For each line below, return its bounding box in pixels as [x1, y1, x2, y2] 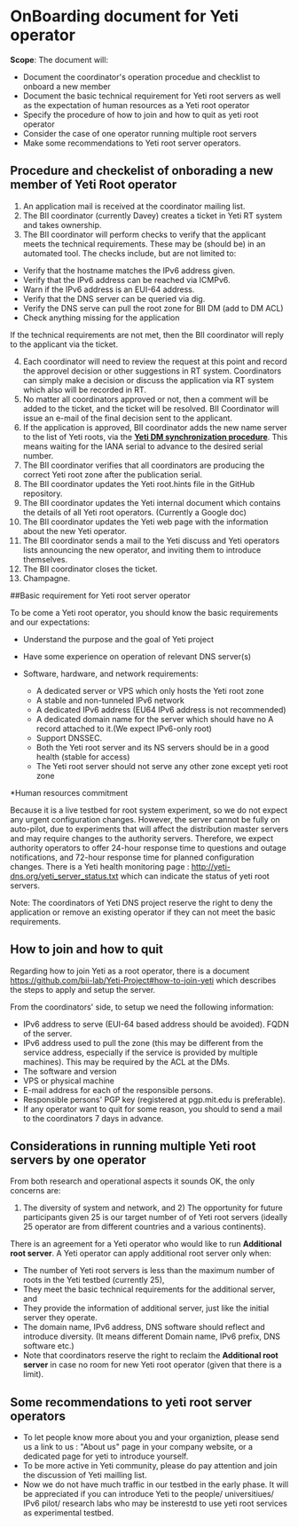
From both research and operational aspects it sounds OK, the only [10, 1176, 255, 1186]
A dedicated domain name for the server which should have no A [35, 713, 274, 724]
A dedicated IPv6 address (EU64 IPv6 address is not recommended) [35, 704, 286, 715]
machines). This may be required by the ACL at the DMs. [22, 1056, 230, 1067]
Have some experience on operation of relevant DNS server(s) [22, 650, 252, 662]
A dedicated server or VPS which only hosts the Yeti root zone [35, 685, 264, 696]
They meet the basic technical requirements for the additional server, [22, 1284, 276, 1295]
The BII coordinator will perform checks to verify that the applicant [22, 229, 267, 240]
